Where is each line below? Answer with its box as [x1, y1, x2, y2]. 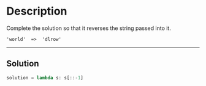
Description [6, 4, 67, 18]
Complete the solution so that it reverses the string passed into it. [6, 24, 172, 32]
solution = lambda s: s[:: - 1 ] [6, 74, 84, 81]
